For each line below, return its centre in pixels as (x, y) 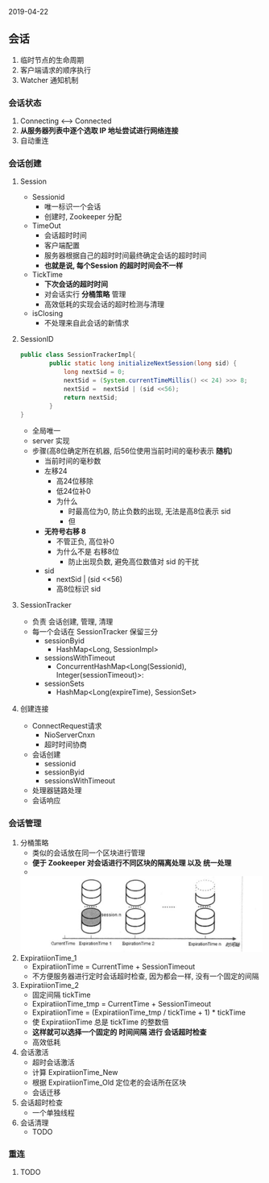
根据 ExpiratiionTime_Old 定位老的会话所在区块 (109, 1082)
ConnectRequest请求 (67, 726)
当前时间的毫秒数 (72, 461)
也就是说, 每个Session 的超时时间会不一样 (114, 266)
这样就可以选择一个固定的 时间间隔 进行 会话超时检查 (119, 1032)
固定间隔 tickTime (61, 995)
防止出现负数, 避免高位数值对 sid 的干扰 (134, 562)
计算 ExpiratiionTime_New (75, 1073)
